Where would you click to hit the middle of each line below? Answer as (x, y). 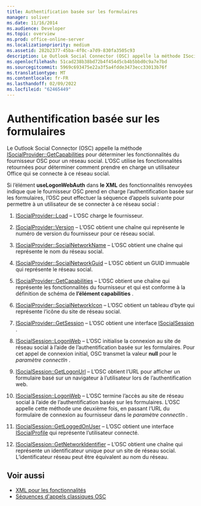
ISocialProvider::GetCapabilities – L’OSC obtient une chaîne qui (92, 280)
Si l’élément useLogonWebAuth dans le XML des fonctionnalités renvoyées (100, 185)
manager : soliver (28, 17)
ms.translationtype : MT (36, 73)
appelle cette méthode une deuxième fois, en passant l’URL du (92, 408)
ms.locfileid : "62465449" (39, 90)
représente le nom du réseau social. (59, 251)
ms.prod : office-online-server (46, 39)
